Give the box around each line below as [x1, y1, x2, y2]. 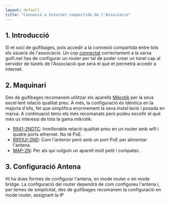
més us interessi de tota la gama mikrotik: [5, 116, 93, 122]
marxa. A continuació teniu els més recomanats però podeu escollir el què [5, 110, 161, 117]
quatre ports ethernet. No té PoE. [12, 131, 82, 137]
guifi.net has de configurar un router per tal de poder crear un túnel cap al [5, 55, 161, 62]
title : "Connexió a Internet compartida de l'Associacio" [5, 12, 131, 17]
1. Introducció [5, 31, 49, 40]
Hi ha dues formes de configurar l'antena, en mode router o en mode [5, 176, 150, 182]
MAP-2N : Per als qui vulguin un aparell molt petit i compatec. [12, 148, 141, 154]
